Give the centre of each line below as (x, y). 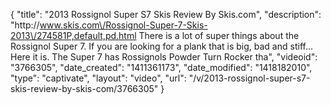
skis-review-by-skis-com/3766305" (84, 88)
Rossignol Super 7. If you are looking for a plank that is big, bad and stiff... (161, 46)
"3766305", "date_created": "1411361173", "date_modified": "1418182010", (161, 67)
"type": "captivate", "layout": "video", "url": (98, 78)
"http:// (25, 25)
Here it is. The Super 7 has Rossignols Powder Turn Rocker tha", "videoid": (164, 57)
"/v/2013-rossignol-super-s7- (249, 78)
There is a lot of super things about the (219, 35)
